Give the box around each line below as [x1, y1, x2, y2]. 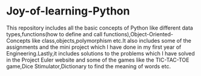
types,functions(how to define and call [6, 30, 103, 37]
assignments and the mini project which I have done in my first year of [6, 43, 182, 51]
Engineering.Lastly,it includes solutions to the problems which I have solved [6, 49, 195, 57]
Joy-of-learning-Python [6, 4, 130, 18]
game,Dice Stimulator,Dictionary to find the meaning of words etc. [6, 62, 171, 70]
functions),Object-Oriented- [104, 30, 174, 37]
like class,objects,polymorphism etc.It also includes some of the [31, 37, 192, 44]
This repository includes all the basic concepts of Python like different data [6, 24, 194, 31]
